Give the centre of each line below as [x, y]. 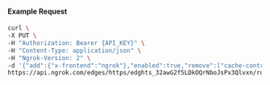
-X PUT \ [22, 36]
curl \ [19, 28]
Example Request [37, 11]
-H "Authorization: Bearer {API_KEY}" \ [77, 43]
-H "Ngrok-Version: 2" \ [49, 58]
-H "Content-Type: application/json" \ [75, 51]
